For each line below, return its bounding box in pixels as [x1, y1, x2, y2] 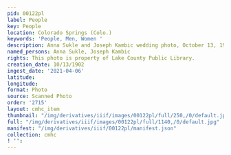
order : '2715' [7, 99, 48, 106]
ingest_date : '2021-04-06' [7, 67, 85, 74]
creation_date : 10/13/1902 [7, 61, 85, 68]
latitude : [7, 73, 36, 81]
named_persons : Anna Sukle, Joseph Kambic [7, 49, 131, 56]
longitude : [7, 80, 38, 87]
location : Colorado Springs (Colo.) [7, 29, 112, 36]
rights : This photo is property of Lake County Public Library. [7, 55, 195, 62]
